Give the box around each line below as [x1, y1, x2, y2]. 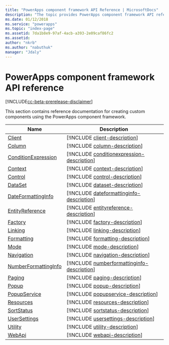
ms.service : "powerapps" [5, 21, 57, 27]
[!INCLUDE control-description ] [66, 174, 142, 181]
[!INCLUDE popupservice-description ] [66, 291, 158, 298]
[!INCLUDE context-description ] [66, 165, 143, 172]
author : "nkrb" [5, 40, 37, 45]
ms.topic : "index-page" [5, 26, 55, 31]
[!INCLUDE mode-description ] [66, 243, 139, 250]
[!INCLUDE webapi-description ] [66, 331, 143, 338]
